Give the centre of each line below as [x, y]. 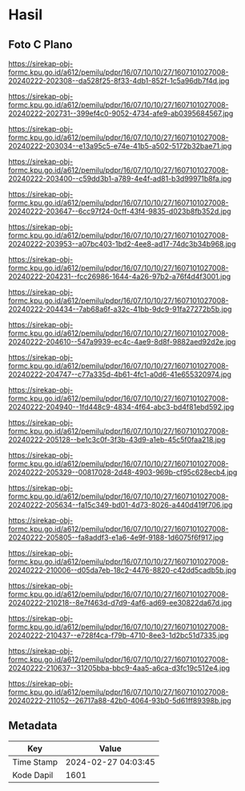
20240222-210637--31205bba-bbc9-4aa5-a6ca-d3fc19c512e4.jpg [119, 668]
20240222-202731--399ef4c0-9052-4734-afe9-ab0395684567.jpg [121, 113]
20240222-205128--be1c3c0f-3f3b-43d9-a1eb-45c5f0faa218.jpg [117, 440]
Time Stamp [35, 762]
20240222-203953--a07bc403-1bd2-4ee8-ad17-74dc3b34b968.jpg [122, 244]
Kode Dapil [33, 775]
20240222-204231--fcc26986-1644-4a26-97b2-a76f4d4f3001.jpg [120, 276]
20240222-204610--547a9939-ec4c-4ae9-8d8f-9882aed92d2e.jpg [122, 342]
